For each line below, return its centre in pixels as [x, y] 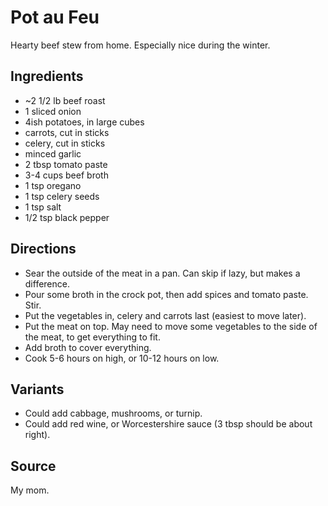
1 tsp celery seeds [62, 196]
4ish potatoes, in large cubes [84, 122]
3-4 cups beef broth [66, 175]
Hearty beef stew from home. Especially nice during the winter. [140, 45]
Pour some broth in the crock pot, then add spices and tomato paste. [166, 294]
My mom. [30, 490]
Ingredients [47, 76]
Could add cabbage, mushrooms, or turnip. [113, 413]
